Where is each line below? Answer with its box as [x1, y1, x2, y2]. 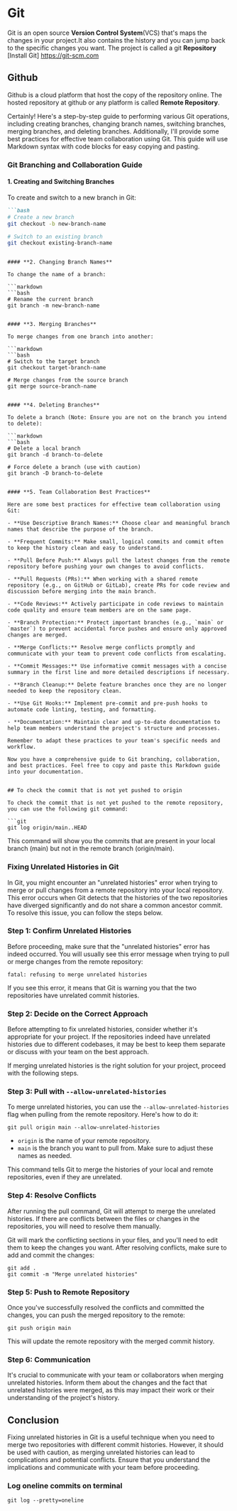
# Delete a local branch [7, 445, 81, 453]
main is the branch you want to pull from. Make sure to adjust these [17, 1144, 214, 1152]
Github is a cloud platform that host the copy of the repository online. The [7, 90, 222, 99]
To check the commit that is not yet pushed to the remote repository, [7, 799, 224, 807]
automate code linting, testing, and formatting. [7, 706, 158, 713]
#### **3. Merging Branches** [7, 321, 97, 328]
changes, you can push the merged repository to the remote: [7, 1311, 186, 1319]
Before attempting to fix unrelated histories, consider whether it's [7, 1025, 198, 1034]
